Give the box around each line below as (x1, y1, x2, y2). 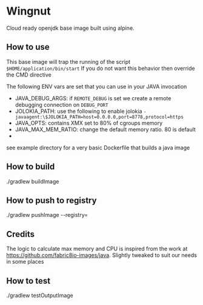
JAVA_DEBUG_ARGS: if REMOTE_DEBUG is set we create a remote (15, 94, 171, 101)
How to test (6, 275, 50, 286)
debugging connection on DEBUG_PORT (15, 101, 108, 108)
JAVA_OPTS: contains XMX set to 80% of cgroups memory (15, 119, 163, 126)
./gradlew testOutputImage (6, 292, 74, 299)
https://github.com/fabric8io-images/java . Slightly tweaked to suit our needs (6, 252, 197, 259)
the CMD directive (6, 71, 52, 78)
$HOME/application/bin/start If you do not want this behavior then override (6, 64, 195, 72)
